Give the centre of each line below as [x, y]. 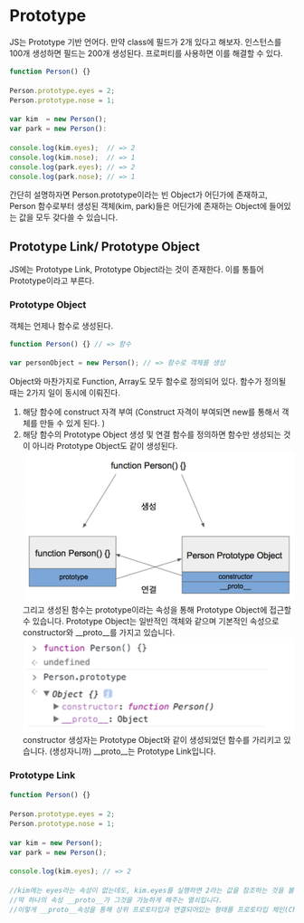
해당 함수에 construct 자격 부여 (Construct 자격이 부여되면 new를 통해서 [151, 412]
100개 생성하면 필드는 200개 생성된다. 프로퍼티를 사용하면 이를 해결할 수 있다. [146, 53]
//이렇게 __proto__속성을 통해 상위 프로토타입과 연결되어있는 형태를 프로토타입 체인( [149, 909]
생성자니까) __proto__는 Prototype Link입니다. [134, 751]
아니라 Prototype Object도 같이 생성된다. [105, 446]
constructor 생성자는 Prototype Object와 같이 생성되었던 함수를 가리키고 [152, 739]
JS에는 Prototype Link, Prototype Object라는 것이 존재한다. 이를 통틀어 [137, 270]
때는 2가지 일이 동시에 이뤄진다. [65, 393]
